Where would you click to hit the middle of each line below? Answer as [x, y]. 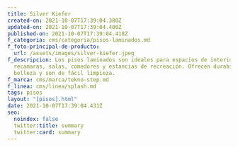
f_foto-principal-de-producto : [53, 47]
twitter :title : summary [49, 125]
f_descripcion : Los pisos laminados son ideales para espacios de [107, 60]
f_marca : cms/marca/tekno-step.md [58, 80]
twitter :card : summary [47, 132]
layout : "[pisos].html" [42, 100]
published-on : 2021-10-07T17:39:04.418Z [68, 34]
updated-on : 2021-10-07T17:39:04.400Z [64, 27]
